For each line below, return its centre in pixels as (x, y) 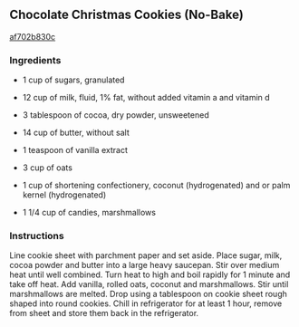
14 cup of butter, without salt (76, 133)
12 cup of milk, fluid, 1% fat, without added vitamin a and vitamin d (146, 98)
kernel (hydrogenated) (64, 195)
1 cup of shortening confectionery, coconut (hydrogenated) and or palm (156, 186)
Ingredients (35, 60)
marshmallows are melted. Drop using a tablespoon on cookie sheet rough (149, 294)
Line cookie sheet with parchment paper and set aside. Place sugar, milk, (146, 255)
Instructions (37, 236)
